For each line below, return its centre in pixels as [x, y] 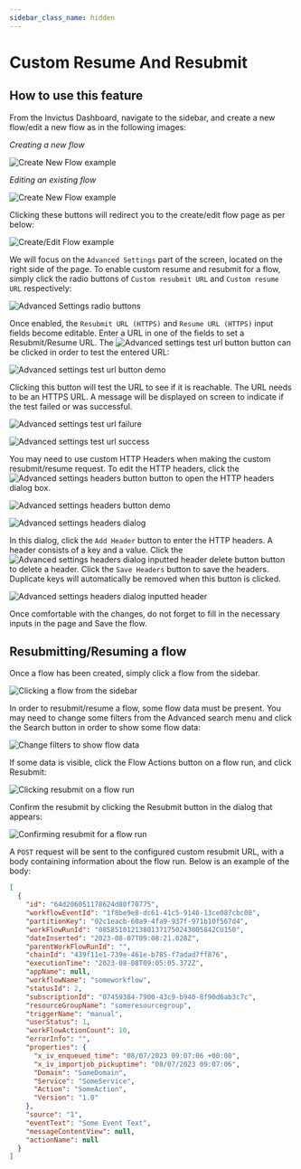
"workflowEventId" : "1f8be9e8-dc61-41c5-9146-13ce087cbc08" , [143, 913]
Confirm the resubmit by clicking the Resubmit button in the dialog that [141, 807]
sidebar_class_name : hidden [62, 18]
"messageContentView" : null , [80, 1131]
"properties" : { [56, 1048]
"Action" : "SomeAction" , [80, 1089]
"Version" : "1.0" [66, 1098]
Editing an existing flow [53, 179]
